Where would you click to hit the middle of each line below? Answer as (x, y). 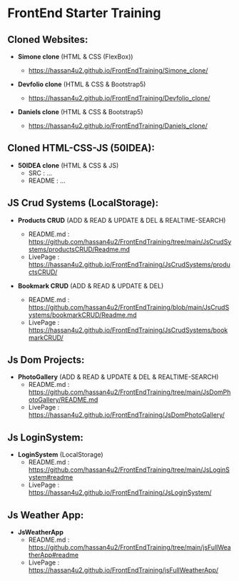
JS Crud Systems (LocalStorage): (83, 203)
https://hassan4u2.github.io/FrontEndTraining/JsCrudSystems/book (128, 330)
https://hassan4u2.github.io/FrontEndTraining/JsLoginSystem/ (120, 492)
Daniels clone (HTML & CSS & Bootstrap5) (81, 112)
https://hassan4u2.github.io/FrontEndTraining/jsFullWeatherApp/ (123, 570)
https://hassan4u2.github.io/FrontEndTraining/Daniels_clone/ (118, 126)
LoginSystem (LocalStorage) (60, 455)
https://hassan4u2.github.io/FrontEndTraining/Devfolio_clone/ (119, 98)
